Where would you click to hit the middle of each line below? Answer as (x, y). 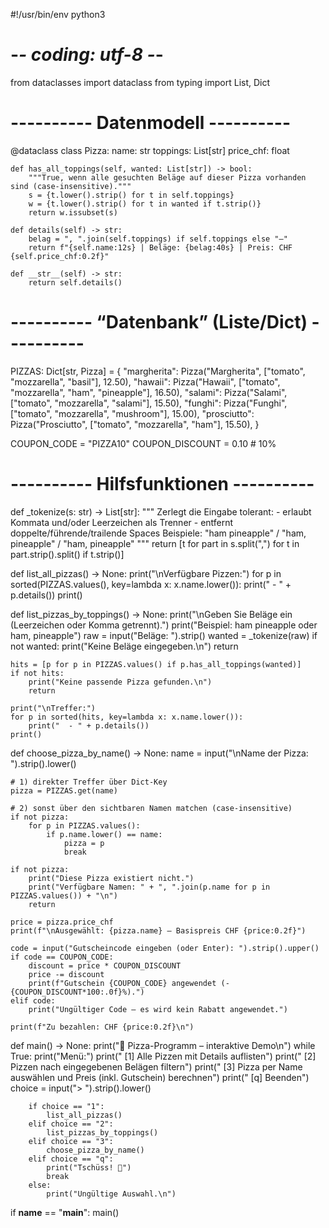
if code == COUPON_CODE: (62, 957)
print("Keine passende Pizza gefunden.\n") (120, 682)
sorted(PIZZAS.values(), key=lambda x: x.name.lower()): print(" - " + (151, 584)
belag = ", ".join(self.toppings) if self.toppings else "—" (158, 239)
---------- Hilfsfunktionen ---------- (162, 484)
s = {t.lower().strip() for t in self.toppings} (131, 195)
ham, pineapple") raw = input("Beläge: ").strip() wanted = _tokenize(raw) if (164, 635)
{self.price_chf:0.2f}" (60, 256)
